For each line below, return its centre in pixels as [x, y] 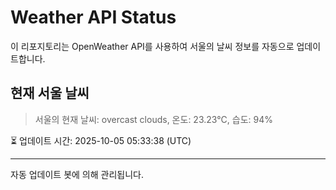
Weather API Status [93, 17]
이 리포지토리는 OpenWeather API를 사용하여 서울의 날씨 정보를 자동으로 [152, 46]
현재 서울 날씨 [50, 93]
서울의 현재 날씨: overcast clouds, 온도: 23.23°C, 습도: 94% [154, 119]
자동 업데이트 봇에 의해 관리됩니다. [77, 174]
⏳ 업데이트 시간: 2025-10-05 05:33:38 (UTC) [101, 140]
